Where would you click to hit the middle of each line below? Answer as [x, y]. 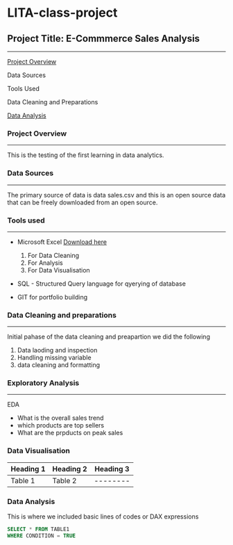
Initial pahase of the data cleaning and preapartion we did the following [109, 337]
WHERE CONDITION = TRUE [42, 536]
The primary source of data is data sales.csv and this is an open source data [116, 195]
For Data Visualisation [59, 270]
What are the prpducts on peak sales [70, 433]
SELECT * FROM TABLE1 [38, 530]
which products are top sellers [61, 425]
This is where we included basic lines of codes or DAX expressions [103, 516]
